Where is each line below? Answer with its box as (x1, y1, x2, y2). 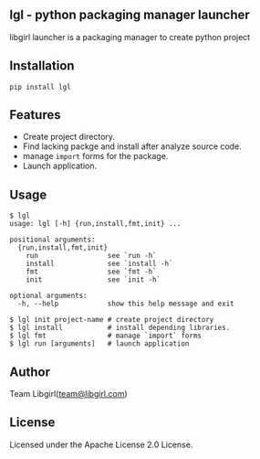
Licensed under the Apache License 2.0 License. (9, 439, 193, 450)
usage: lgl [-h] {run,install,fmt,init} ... (9, 219, 182, 229)
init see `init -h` (26, 275, 161, 284)
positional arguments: (9, 235, 96, 245)
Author (9, 364, 50, 379)
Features (9, 107, 61, 123)
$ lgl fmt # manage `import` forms (9, 331, 203, 341)
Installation (9, 59, 75, 74)
